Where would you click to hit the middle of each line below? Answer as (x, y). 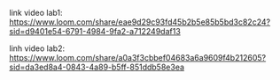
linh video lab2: (37, 48)
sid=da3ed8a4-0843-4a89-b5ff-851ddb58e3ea (97, 67)
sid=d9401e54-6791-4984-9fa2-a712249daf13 (95, 31)
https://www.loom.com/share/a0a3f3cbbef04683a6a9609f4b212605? (138, 58)
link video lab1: (36, 13)
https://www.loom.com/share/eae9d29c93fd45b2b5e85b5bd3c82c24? (140, 22)
